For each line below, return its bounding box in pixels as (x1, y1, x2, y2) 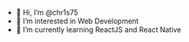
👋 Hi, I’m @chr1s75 (15, 8, 79, 17)
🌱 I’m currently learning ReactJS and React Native (15, 25, 182, 34)
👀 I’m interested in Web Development (15, 16, 139, 26)
